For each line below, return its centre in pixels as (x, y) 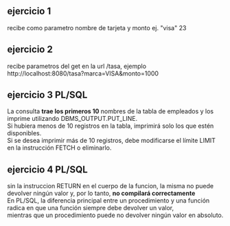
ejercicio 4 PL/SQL (47, 169)
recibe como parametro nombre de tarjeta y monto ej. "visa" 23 (97, 27)
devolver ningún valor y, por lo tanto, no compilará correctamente (101, 193)
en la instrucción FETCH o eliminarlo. (59, 148)
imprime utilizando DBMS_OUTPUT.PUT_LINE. (72, 119)
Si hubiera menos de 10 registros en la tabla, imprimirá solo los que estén (111, 126)
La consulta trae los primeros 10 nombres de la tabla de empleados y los (111, 111)
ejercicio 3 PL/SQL (47, 95)
